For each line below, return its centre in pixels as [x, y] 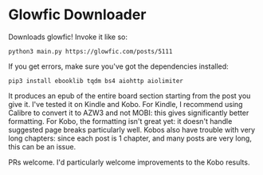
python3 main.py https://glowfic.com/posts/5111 [90, 51]
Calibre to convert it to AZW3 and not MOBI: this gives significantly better [129, 113]
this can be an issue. [42, 146]
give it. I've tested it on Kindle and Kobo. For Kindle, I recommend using [126, 104]
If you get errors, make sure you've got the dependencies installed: [118, 66]
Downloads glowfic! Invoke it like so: [68, 37]
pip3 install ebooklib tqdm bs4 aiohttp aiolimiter [96, 81]
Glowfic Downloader [77, 15]
